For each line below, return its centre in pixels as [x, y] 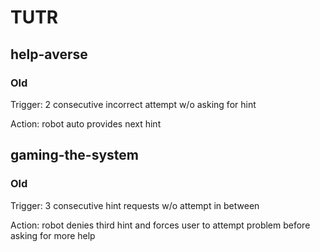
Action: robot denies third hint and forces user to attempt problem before [160, 225]
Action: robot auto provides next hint [86, 123]
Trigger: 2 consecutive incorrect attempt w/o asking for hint [133, 104]
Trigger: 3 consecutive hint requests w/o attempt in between [135, 205]
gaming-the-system [74, 155]
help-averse [49, 54]
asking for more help [53, 235]
